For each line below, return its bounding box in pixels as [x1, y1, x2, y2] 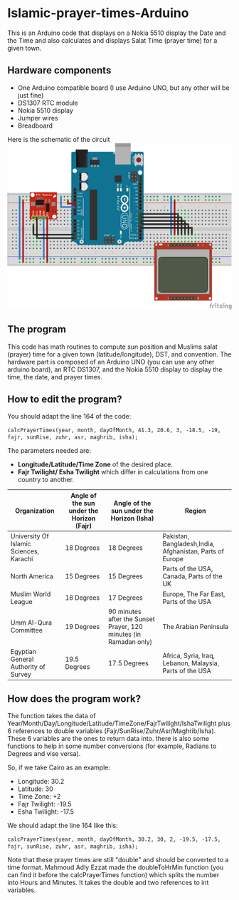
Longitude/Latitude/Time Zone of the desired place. [17, 460, 173, 469]
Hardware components [7, 64, 112, 76]
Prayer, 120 [107, 622, 144, 630]
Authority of [10, 663, 46, 671]
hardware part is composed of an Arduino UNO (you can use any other [7, 357, 215, 366]
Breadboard [17, 121, 53, 130]
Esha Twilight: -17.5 [17, 807, 75, 816]
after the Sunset [107, 615, 155, 623]
